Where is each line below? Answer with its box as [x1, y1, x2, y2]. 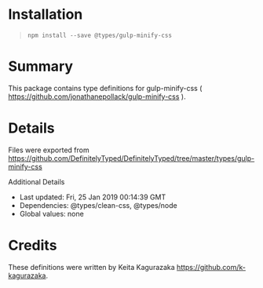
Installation [8, 5, 83, 24]
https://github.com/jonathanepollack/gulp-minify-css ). [8, 92, 186, 101]
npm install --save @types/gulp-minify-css [27, 31, 173, 39]
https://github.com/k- [176, 262, 246, 272]
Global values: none [19, 209, 84, 218]
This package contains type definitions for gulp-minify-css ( [8, 83, 203, 93]
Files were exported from [8, 145, 89, 155]
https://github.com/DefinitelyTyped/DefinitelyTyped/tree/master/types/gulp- [8, 153, 255, 162]
